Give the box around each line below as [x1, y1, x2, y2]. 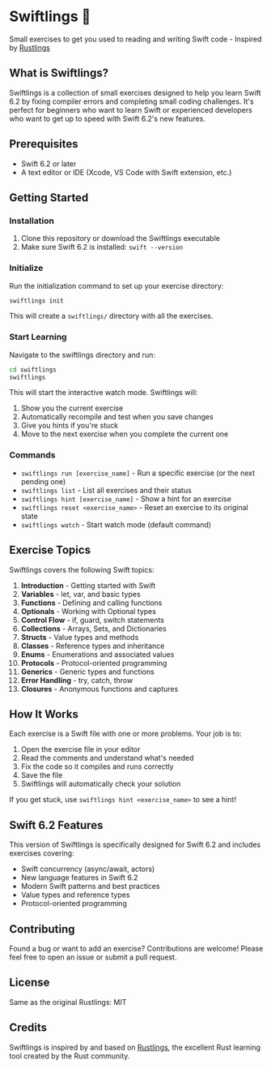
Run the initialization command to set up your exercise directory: [9, 281, 224, 290]
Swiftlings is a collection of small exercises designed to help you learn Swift [9, 88, 261, 97]
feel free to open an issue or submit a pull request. [9, 952, 177, 962]
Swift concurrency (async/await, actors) [20, 864, 155, 874]
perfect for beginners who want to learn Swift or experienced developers [9, 105, 253, 114]
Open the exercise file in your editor [20, 745, 141, 754]
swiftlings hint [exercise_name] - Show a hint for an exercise [20, 494, 231, 504]
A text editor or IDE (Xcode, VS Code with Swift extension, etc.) [20, 167, 232, 177]
